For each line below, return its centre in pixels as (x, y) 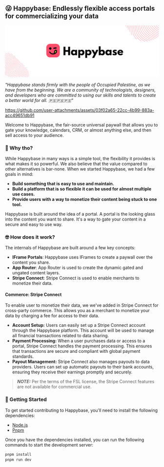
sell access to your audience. (34, 135)
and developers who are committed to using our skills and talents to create (81, 95)
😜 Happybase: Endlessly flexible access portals (80, 9)
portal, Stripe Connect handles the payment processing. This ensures (82, 346)
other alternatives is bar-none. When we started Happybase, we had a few (80, 169)
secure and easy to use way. (34, 224)
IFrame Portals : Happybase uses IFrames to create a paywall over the (82, 257)
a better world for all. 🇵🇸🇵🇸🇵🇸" (39, 100)
